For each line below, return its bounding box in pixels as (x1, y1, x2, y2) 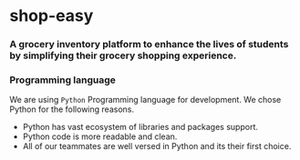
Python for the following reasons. (9, 104, 135, 115)
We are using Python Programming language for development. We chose (9, 95, 282, 105)
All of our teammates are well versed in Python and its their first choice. (22, 141, 292, 152)
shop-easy (9, 5, 94, 26)
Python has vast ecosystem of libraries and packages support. (22, 122, 258, 133)
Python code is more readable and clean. (22, 131, 178, 142)
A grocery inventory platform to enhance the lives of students (9, 38, 289, 51)
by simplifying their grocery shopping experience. (9, 49, 237, 62)
